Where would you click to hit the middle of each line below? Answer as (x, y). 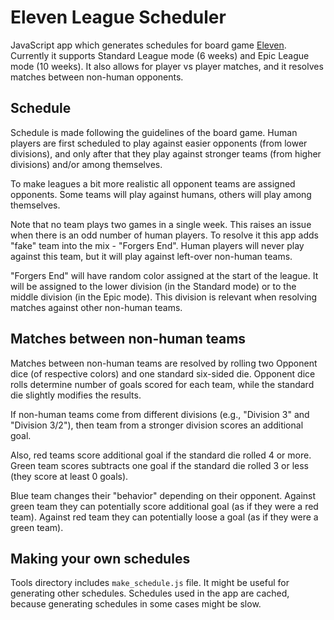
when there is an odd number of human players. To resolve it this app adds (164, 235)
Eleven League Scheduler (118, 17)
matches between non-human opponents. (97, 77)
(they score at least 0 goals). (69, 476)
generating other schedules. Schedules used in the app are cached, (150, 593)
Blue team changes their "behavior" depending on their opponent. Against (163, 495)
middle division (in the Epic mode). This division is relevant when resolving (164, 297)
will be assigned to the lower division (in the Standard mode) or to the (153, 286)
